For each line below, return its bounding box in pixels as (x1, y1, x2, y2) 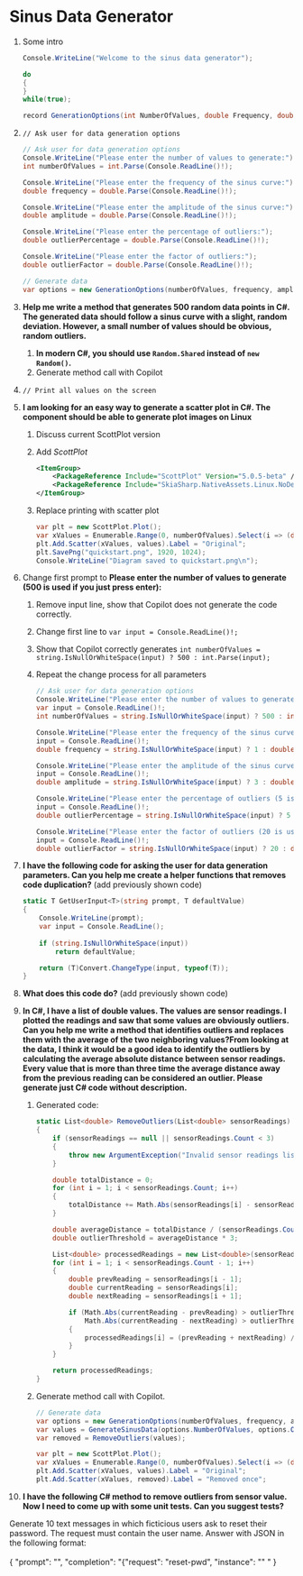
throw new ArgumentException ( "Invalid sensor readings (68, 1150, 280, 1159)
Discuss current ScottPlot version (35, 428, 161, 439)
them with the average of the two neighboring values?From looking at (22, 1034, 289, 1045)
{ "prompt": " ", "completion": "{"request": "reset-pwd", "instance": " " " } (9, 1556, 277, 1567)
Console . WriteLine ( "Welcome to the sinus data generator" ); (22, 53, 253, 62)
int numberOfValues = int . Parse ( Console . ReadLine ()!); (22, 161, 234, 170)
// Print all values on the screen (22, 386, 157, 395)
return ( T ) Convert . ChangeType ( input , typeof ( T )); (39, 963, 230, 973)
